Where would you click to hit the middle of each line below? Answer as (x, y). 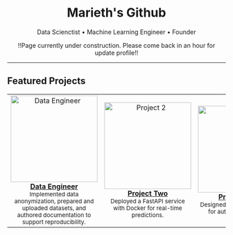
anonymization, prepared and (54, 201)
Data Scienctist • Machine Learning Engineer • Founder (116, 32)
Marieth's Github (116, 13)
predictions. (148, 215)
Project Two (148, 193)
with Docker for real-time (148, 208)
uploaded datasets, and (54, 208)
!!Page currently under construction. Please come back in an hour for (116, 45)
